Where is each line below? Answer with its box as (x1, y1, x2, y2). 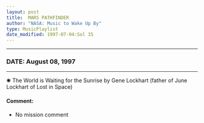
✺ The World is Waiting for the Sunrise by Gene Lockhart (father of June (6, 77, 188, 84)
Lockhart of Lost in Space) (6, 83, 73, 91)
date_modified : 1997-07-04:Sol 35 (6, 32, 94, 38)
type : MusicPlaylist (6, 26, 59, 32)
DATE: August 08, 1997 (6, 57, 76, 66)
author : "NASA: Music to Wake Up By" (6, 20, 102, 26)
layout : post (6, 9, 39, 15)
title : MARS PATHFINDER (6, 15, 69, 21)
